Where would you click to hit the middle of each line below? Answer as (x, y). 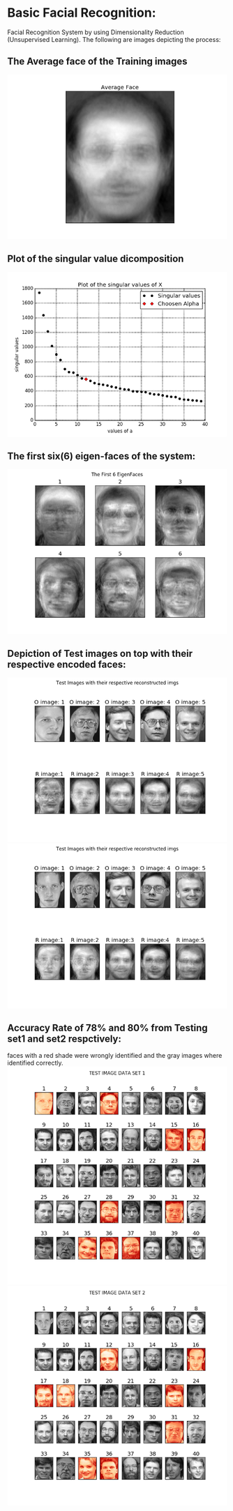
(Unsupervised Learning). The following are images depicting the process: (114, 39)
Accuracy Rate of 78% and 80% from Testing (107, 1027)
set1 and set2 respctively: (65, 1039)
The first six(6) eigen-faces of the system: (102, 456)
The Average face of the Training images (97, 62)
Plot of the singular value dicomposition (96, 259)
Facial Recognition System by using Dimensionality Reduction (96, 32)
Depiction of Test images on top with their (100, 653)
